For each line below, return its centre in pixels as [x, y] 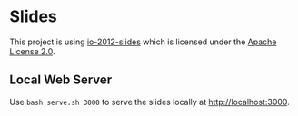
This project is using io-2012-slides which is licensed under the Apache [143, 42]
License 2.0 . [32, 51]
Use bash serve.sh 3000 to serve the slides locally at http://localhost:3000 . [150, 101]
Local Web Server [61, 80]
